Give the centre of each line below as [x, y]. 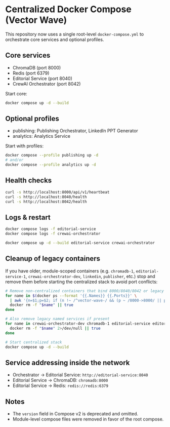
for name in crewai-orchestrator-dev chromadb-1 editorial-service [78, 324]
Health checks [29, 181]
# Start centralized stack [34, 342]
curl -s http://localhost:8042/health [46, 202]
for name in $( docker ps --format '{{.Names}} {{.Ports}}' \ [71, 296]
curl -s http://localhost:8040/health [46, 197]
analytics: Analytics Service [41, 136]
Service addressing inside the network [68, 362]
